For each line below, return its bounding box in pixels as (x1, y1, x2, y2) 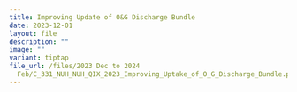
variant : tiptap (9, 53, 69, 62)
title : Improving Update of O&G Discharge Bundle (9, 12, 196, 22)
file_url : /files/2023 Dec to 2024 (9, 62, 141, 71)
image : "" (9, 46, 46, 54)
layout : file (9, 29, 57, 38)
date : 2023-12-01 (9, 21, 73, 30)
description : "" (9, 37, 69, 46)
